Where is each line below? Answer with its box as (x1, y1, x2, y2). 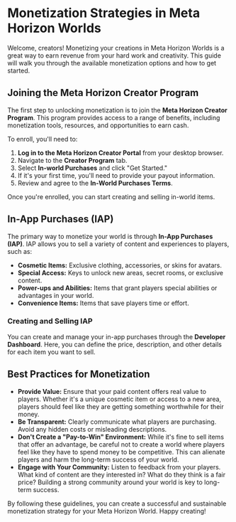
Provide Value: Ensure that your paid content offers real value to (17, 387, 207, 395)
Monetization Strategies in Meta (7, 5, 201, 21)
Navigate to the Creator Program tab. (17, 156, 128, 164)
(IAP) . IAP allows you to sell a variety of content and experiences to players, (7, 240, 230, 248)
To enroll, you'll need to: (7, 134, 78, 143)
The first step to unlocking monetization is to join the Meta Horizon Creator (7, 105, 228, 114)
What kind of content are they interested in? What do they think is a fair (17, 470, 226, 479)
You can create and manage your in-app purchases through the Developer (7, 332, 226, 341)
